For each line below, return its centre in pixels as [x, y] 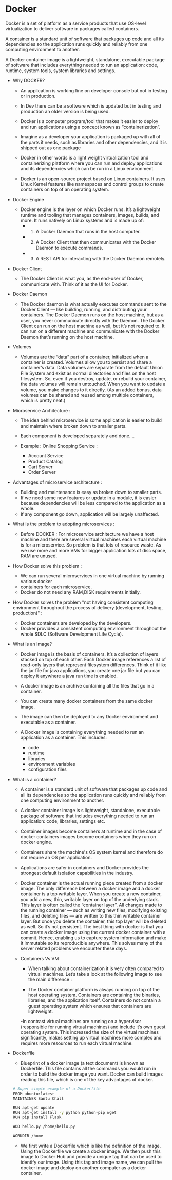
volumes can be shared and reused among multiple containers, [87, 395]
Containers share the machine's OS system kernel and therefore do [92, 852]
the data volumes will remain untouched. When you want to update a [93, 384]
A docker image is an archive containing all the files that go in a [87, 685]
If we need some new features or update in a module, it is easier [88, 498]
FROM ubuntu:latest [34, 1094]
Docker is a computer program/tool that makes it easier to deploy [89, 121]
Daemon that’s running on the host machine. [67, 337]
